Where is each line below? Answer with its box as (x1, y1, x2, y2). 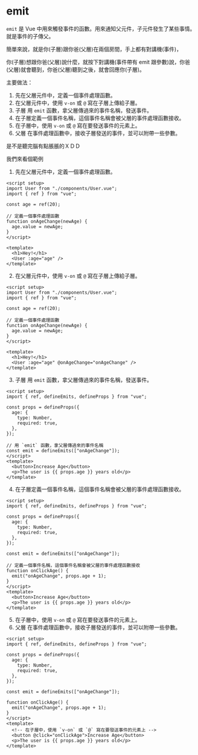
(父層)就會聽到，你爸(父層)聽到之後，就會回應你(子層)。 (6, 65, 145, 73)
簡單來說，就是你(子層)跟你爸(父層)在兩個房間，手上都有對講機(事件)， (6, 45, 182, 53)
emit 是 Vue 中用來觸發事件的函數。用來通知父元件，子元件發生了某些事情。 (6, 25, 196, 32)
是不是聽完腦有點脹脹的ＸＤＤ (6, 142, 80, 150)
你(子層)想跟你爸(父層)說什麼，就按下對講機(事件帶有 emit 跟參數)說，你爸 (6, 58, 190, 65)
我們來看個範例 (6, 155, 43, 162)
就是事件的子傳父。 (6, 32, 54, 40)
